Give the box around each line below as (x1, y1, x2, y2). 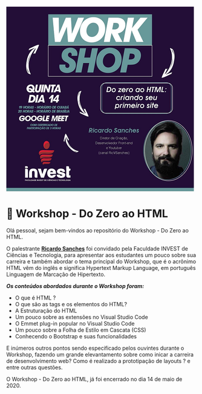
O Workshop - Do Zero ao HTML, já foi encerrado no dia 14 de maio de (6, 375, 183, 383)
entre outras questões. (6, 364, 63, 371)
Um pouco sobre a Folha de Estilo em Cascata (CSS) (15, 326, 146, 333)
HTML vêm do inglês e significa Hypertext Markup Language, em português (6, 264, 196, 271)
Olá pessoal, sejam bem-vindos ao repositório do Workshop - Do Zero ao (6, 226, 189, 234)
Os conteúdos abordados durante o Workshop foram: (6, 282, 145, 289)
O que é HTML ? (15, 294, 56, 301)
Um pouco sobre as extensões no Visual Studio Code (15, 313, 148, 321)
